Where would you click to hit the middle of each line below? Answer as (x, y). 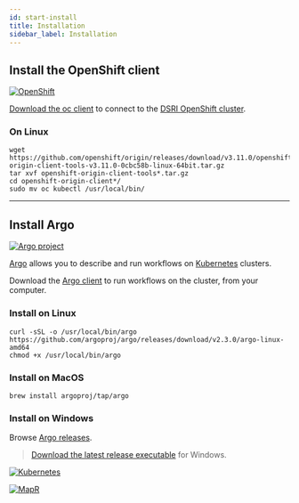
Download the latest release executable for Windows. (129, 455)
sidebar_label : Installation (63, 34)
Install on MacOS (47, 377)
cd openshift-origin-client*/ (65, 182)
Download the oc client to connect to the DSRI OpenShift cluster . (128, 109)
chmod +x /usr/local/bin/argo (65, 355)
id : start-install (43, 17)
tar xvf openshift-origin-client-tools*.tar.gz (99, 174)
